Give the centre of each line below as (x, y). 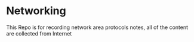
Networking (36, 11)
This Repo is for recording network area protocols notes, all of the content (97, 27)
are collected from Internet (39, 33)
